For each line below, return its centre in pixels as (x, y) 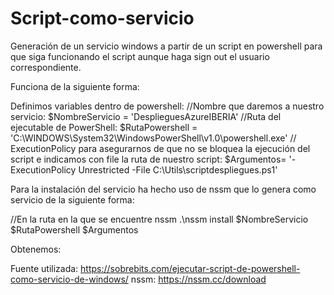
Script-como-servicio (102, 18)
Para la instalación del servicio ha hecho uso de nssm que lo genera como (163, 189)
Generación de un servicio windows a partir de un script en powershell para (166, 46)
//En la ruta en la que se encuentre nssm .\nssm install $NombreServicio (159, 219)
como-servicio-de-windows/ (69, 279)
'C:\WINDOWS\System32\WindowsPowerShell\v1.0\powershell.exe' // (153, 138)
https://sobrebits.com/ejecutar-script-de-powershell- (190, 268)
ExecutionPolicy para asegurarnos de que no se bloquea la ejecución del (160, 148)
